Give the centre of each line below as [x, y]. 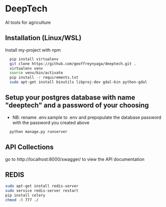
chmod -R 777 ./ [22, 200]
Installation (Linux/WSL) [43, 38]
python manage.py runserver [39, 132]
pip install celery [25, 196]
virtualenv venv [26, 68]
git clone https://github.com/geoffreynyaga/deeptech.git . [73, 64]
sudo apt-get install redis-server [42, 186]
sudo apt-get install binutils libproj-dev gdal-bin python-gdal [79, 82]
